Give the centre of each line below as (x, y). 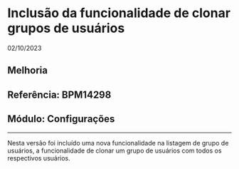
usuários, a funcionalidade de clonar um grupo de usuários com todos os (115, 150)
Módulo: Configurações (61, 119)
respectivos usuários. (39, 158)
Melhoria (28, 70)
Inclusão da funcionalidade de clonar (119, 13)
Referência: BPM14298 (59, 94)
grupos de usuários (66, 28)
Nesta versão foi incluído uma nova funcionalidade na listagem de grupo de (118, 143)
